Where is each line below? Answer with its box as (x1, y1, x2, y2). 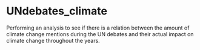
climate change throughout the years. (6, 37, 100, 44)
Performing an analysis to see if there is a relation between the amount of (6, 24, 190, 31)
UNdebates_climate (6, 4, 108, 18)
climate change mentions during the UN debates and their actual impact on (6, 30, 194, 37)
